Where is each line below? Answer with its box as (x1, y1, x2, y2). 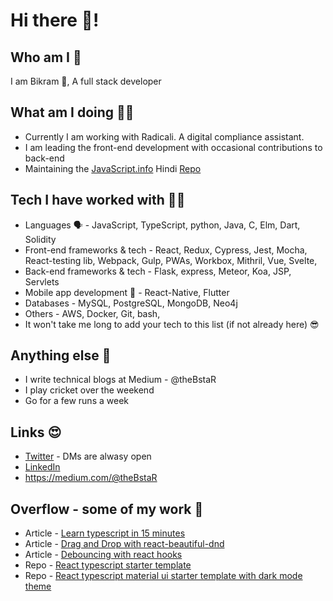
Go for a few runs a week (24, 395, 129, 407)
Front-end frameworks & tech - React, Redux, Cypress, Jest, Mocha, (24, 244, 308, 256)
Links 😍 (10, 424, 62, 441)
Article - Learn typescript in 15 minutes (24, 527, 186, 539)
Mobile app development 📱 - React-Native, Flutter (24, 286, 230, 298)
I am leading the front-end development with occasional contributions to (24, 141, 323, 153)
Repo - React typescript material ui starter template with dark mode (24, 570, 303, 582)
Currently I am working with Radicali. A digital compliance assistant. (24, 130, 305, 143)
